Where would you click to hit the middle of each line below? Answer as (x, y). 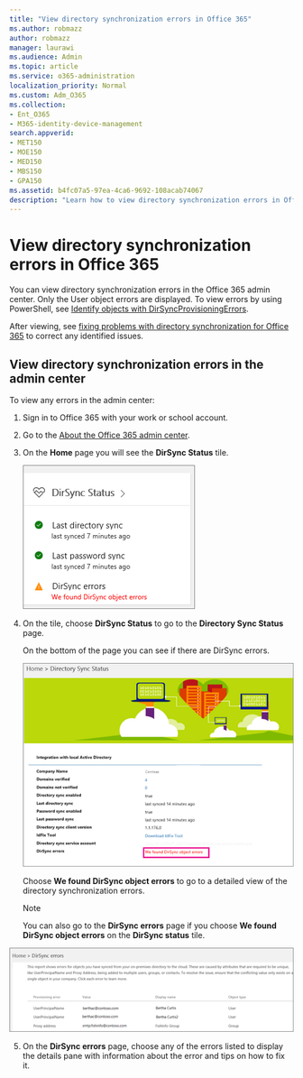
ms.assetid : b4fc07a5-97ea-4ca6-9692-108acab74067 (106, 190)
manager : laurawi (42, 48)
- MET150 (26, 143)
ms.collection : (38, 105)
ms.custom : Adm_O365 (48, 95)
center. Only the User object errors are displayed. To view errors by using (146, 299)
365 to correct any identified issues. (77, 336)
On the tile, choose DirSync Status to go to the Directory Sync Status (153, 623)
